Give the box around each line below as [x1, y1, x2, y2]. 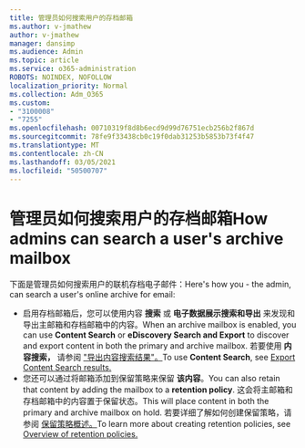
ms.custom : [9, 98, 51, 108]
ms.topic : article [9, 56, 79, 65]
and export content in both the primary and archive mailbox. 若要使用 [22, 340, 282, 351]
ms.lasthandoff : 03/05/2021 [9, 157, 117, 167]
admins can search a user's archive [9, 228, 284, 249]
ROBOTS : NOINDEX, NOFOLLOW [9, 73, 112, 82]
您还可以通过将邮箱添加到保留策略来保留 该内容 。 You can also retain [22, 373, 280, 384]
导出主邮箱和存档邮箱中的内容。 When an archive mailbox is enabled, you [22, 319, 297, 330]
